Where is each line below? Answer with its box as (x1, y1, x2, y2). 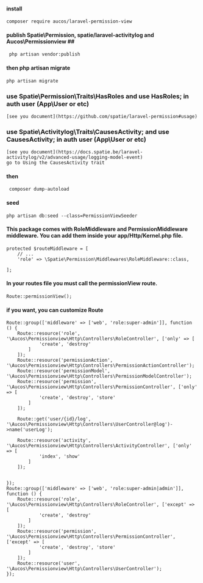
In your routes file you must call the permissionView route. (6, 280, 157, 287)
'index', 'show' (38, 453, 80, 460)
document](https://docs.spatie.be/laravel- (30, 149, 143, 155)
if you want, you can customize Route (6, 306, 104, 313)
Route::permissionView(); (6, 293, 72, 299)
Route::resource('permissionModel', (17, 368, 111, 374)
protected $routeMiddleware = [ (6, 245, 88, 252)
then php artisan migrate (6, 64, 71, 71)
